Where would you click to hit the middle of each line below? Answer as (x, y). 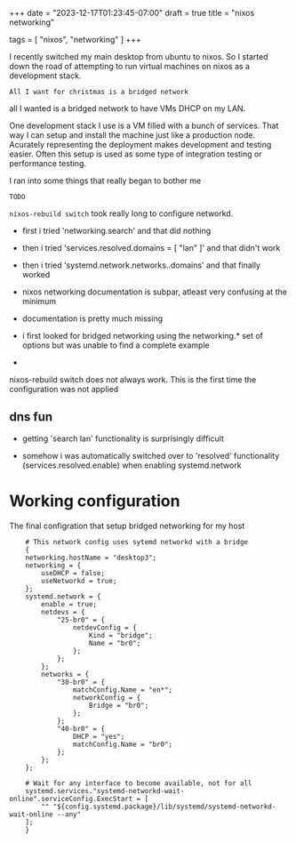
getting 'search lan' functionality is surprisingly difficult (123, 438)
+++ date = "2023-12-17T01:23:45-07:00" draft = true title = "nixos (132, 13)
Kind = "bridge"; (120, 635)
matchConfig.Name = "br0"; (123, 744)
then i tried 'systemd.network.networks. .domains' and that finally (141, 265)
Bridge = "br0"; (119, 705)
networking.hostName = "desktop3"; (91, 558)
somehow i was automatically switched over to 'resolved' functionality (151, 455)
